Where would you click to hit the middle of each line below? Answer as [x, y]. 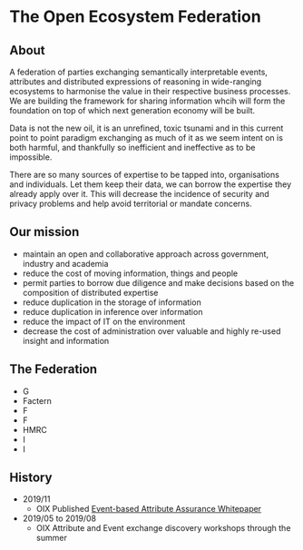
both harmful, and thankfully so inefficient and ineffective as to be [132, 147]
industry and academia [65, 263]
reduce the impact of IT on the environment [104, 321]
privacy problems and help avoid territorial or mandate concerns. [131, 203]
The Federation [54, 369]
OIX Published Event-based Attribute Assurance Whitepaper [148, 509]
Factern [37, 400]
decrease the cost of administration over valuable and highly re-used [151, 331]
